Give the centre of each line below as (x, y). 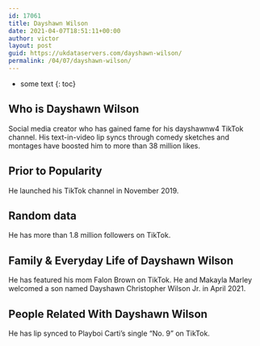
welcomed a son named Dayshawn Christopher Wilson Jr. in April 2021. (127, 289)
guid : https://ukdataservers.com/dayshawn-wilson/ (95, 53)
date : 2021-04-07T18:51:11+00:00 (65, 31)
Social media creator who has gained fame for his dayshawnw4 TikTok (126, 128)
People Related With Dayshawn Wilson (108, 314)
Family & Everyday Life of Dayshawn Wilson (121, 260)
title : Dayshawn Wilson (48, 23)
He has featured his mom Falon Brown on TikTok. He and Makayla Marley (130, 280)
